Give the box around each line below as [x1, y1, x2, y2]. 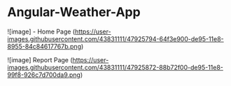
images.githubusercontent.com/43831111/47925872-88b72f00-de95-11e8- [7, 63, 224, 71]
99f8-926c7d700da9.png [7, 71, 80, 79]
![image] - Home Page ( [7, 27, 76, 36]
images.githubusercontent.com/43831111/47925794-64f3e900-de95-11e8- [7, 34, 224, 43]
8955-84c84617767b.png [7, 42, 82, 50]
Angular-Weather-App [7, 4, 141, 20]
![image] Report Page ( [7, 55, 73, 64]
